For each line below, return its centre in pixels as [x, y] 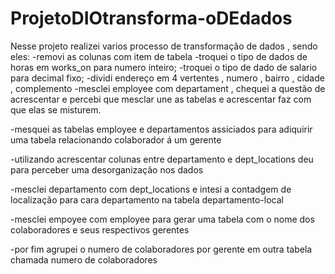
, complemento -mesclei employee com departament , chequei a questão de [168, 88]
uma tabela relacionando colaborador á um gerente [116, 139]
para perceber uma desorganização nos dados [107, 169]
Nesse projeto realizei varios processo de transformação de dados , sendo [164, 46]
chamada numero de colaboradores [84, 259]
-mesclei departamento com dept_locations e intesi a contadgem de [151, 189]
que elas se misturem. [56, 109]
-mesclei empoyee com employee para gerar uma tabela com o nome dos [162, 219]
